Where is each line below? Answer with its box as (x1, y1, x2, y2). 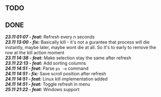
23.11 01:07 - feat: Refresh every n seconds (5, 34, 95, 40)
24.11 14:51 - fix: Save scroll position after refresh (5, 71, 106, 77)
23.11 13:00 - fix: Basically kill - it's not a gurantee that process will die (5, 39, 150, 45)
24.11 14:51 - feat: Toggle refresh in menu (5, 81, 90, 87)
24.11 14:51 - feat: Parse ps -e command (5, 65, 88, 71)
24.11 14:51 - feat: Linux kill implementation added (5, 76, 108, 82)
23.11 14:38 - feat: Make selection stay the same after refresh (5, 55, 132, 61)
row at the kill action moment (5, 49, 65, 56)
